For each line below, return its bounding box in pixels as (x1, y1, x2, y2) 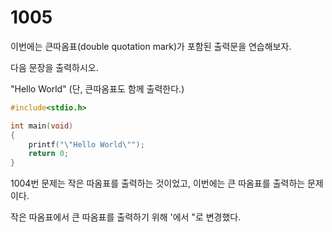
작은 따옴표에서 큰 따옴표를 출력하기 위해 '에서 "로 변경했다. (10, 211, 242, 223)
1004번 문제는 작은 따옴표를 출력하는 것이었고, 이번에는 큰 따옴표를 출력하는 (10, 177, 306, 190)
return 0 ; (28, 149, 70, 159)
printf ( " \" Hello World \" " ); (28, 139, 145, 150)
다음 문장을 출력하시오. (10, 61, 99, 73)
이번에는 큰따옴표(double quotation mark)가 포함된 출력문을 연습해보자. (10, 40, 292, 52)
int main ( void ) (10, 121, 74, 131)
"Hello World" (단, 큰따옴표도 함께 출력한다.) (10, 82, 185, 95)
